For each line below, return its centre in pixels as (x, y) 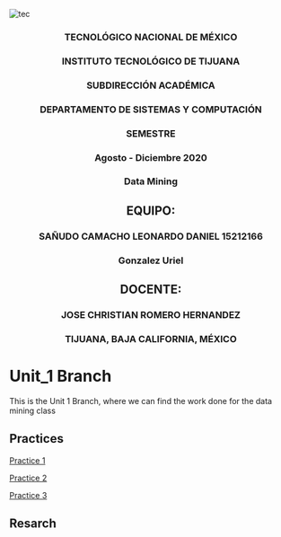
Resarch (33, 524)
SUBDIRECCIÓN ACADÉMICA (151, 85)
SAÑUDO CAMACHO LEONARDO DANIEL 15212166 (151, 236)
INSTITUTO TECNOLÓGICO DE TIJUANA (151, 61)
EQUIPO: (151, 211)
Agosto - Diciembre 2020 (151, 157)
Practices (37, 439)
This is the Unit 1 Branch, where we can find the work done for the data (140, 401)
